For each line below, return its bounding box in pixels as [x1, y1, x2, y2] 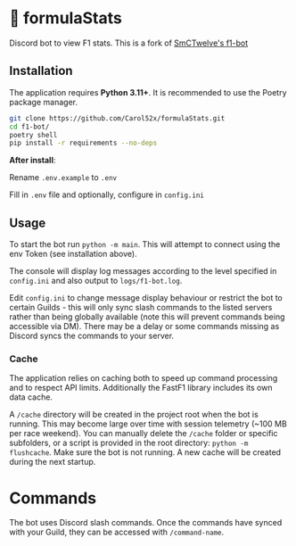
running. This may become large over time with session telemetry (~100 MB [9, 418, 287, 429]
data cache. [9, 392, 53, 402]
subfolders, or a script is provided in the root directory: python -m [9, 437, 249, 449]
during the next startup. [9, 457, 96, 467]
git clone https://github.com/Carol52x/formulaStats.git [9, 113, 226, 123]
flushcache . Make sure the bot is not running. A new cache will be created [9, 447, 282, 458]
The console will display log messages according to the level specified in [9, 266, 277, 277]
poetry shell [9, 130, 58, 139]
